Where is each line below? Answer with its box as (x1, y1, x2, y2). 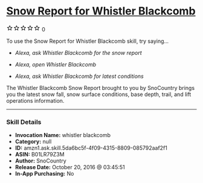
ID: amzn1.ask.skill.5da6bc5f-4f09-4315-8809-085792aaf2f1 (14, 144, 168, 152)
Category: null (14, 138, 52, 146)
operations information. (6, 97, 65, 104)
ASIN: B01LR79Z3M (14, 151, 65, 158)
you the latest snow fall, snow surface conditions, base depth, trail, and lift (6, 91, 192, 98)
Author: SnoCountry (14, 157, 66, 164)
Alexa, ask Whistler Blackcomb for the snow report (14, 49, 142, 56)
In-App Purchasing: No (14, 170, 74, 178)
